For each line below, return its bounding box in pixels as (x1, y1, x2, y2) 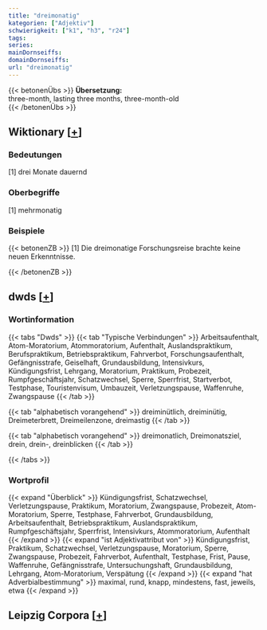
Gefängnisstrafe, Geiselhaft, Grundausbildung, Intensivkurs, (8, 358, 205, 367)
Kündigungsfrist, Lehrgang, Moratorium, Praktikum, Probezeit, (8, 366, 212, 375)
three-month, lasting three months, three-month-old (8, 93, 179, 104)
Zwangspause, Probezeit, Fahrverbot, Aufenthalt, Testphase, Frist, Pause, (8, 552, 251, 562)
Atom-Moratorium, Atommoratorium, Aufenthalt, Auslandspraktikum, (8, 340, 234, 350)
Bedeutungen (8, 149, 62, 160)
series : (8, 41, 34, 49)
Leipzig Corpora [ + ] (8, 608, 108, 622)
